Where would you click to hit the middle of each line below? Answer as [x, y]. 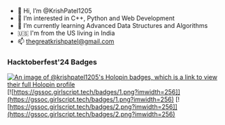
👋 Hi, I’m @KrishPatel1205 [55, 11]
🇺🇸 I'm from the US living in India [66, 33]
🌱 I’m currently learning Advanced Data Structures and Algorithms [112, 25]
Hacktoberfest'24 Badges [52, 61]
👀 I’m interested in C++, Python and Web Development [96, 18]
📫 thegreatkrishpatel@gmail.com [66, 41]
